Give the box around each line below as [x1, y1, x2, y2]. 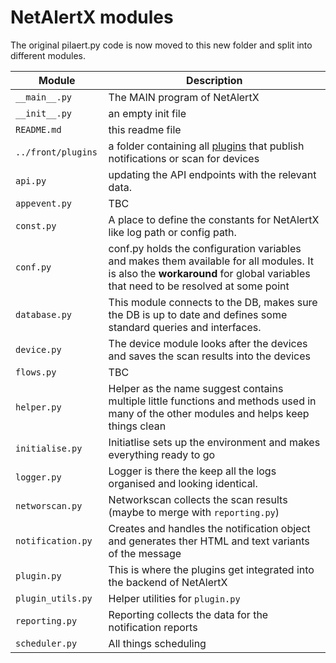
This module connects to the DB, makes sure [108, 295, 318, 309]
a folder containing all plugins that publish [108, 139, 305, 153]
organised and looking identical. [108, 476, 258, 490]
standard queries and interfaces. [108, 320, 262, 334]
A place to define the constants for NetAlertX [108, 212, 320, 226]
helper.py [15, 401, 62, 413]
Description [186, 73, 243, 87]
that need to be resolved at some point [108, 279, 290, 293]
